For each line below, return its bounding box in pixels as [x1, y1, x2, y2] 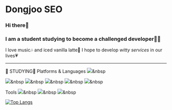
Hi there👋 [5, 22, 29, 29]
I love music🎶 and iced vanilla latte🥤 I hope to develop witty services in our [5, 47, 163, 53]
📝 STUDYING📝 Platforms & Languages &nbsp [5, 68, 106, 74]
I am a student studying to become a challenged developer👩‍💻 [5, 36, 161, 43]
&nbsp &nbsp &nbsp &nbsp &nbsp [10, 79, 103, 85]
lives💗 [5, 52, 18, 59]
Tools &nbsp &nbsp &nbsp [5, 89, 76, 95]
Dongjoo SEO [5, 4, 63, 15]
